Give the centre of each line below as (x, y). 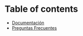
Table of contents (41, 9)
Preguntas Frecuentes (34, 28)
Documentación (28, 23)
